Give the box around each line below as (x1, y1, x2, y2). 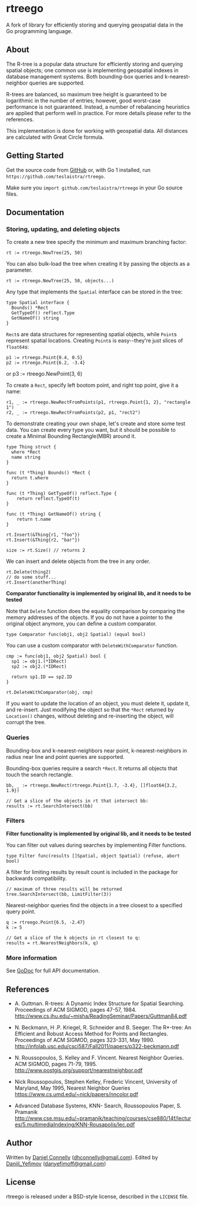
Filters (6, 817, 25, 825)
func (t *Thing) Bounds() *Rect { (6, 470, 91, 476)
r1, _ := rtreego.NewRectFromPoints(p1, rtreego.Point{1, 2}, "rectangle (6, 399, 191, 406)
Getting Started (6, 151, 64, 161)
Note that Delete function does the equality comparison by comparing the (6, 608, 185, 615)
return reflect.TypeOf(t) (16, 496, 81, 502)
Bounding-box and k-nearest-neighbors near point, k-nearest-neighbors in (6, 747, 187, 754)
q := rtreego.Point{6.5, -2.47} (6, 919, 85, 925)
